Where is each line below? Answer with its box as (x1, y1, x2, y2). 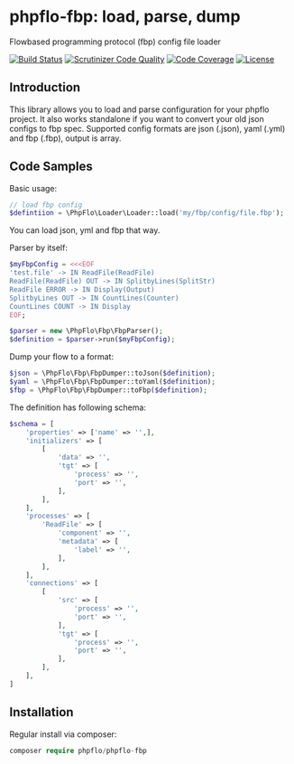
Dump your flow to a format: (9, 351, 115, 362)
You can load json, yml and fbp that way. (9, 225, 161, 236)
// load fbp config (9, 200, 83, 210)
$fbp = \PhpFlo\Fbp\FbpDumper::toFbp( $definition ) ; (9, 386, 207, 395)
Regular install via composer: (9, 729, 117, 740)
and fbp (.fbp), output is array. (9, 133, 122, 144)
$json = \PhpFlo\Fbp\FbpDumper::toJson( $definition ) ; (9, 368, 216, 378)
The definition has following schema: (9, 402, 147, 413)
